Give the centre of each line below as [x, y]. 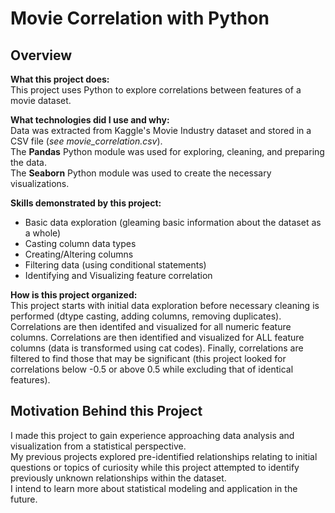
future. [24, 499]
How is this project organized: [74, 295]
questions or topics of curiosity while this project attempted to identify [155, 467]
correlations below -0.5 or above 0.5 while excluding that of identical [152, 369]
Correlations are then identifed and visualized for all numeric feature [151, 326]
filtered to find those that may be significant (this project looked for [148, 358]
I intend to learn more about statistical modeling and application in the [154, 488]
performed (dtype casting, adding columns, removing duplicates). [146, 316]
